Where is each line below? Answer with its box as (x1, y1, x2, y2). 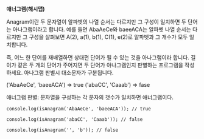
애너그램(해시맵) (6, 5, 45, 12)
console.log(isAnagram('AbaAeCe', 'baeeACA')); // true (6, 106, 151, 112)
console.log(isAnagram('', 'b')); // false (6, 127, 119, 133)
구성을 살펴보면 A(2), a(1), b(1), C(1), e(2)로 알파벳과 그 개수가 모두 (29, 33, 188, 41)
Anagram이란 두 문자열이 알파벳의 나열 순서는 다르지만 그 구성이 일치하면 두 (6, 18, 187, 25)
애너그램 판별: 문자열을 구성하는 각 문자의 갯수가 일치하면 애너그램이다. (6, 93, 174, 101)
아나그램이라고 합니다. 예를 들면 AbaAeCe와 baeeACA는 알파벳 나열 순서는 (12, 26, 192, 33)
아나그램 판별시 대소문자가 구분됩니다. (24, 69, 114, 76)
